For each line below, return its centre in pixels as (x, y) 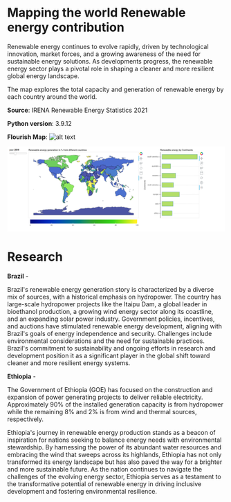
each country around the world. (52, 96)
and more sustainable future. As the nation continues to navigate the (105, 469)
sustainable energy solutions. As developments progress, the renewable (110, 61)
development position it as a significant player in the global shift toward (109, 355)
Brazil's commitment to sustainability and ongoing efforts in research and (111, 348)
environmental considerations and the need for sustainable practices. (106, 341)
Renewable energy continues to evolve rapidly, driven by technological (108, 46)
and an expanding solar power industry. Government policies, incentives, (111, 319)
